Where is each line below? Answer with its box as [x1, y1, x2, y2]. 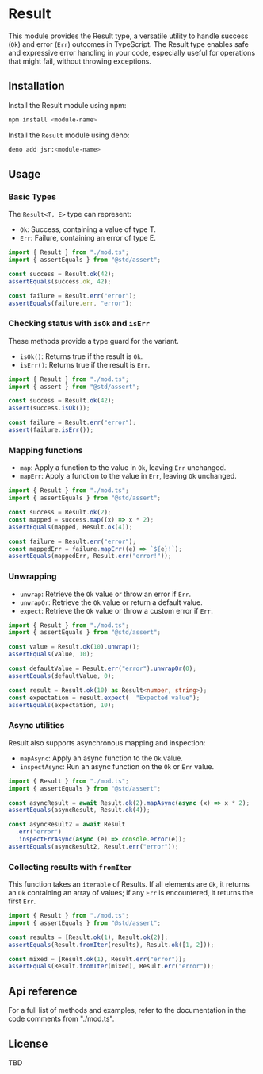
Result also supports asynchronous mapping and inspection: [8, 737, 206, 747]
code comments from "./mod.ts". [8, 1014, 115, 1024]
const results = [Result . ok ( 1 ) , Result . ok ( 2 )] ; [8, 933, 169, 941]
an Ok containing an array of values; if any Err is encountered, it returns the [8, 888, 253, 898]
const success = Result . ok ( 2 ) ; [8, 509, 112, 517]
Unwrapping [8, 571, 57, 582]
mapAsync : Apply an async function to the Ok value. [19, 753, 184, 763]
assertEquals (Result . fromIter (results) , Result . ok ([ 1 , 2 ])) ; [8, 941, 215, 949]
